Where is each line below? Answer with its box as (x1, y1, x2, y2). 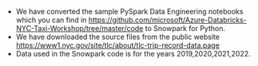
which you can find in (15, 15, 87, 25)
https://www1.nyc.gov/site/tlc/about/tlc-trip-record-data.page (15, 41, 220, 50)
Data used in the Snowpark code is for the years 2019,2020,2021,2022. (15, 49, 252, 58)
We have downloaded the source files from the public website (15, 32, 220, 41)
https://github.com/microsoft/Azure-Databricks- (88, 15, 247, 25)
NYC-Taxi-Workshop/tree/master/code (15, 24, 144, 33)
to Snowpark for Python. (145, 24, 226, 33)
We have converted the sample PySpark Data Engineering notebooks (15, 7, 244, 16)
